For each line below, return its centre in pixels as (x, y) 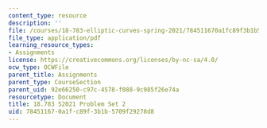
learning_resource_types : (51, 45)
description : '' (35, 23)
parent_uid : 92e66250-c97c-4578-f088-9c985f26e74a (94, 89)
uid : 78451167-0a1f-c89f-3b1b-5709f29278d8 (81, 112)
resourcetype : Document (48, 97)
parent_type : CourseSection (55, 82)
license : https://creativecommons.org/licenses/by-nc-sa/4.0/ (113, 60)
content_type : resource (48, 16)
